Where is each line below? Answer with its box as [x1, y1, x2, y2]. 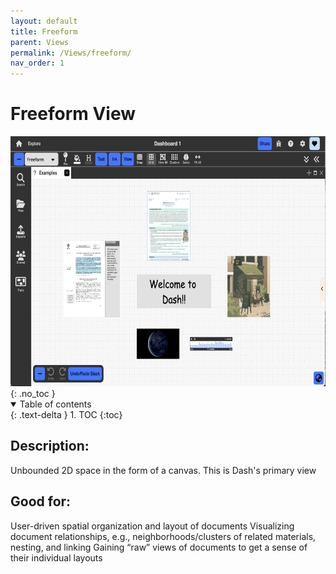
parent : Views [10, 37, 70, 47]
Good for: [10, 493, 72, 510]
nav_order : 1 [10, 58, 65, 69]
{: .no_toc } [10, 388, 56, 400]
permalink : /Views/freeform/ [10, 48, 132, 58]
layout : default [10, 16, 78, 26]
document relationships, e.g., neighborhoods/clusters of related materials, [10, 530, 317, 542]
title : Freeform [10, 26, 78, 37]
